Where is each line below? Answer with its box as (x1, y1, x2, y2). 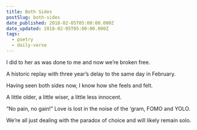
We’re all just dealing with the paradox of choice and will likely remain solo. (6, 116, 192, 123)
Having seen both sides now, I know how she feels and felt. (6, 81, 153, 89)
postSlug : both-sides (6, 14, 61, 20)
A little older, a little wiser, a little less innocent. (6, 93, 122, 101)
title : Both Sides (6, 8, 52, 15)
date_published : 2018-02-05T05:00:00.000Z (6, 20, 114, 26)
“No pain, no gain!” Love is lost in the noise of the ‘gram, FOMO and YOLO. (6, 105, 191, 112)
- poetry (11, 37, 34, 43)
